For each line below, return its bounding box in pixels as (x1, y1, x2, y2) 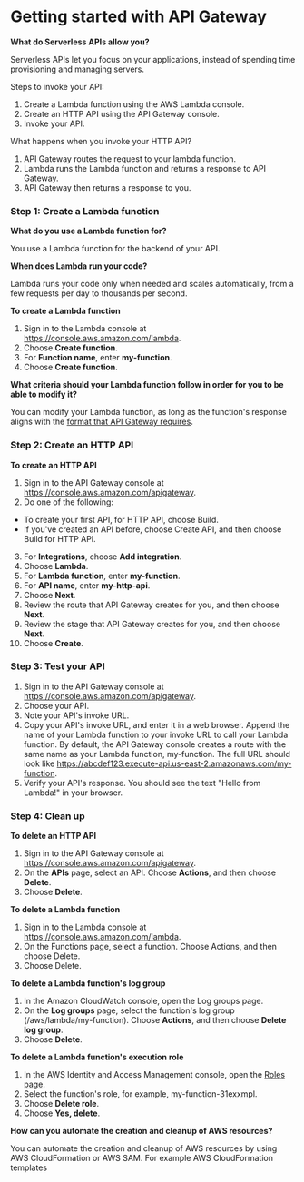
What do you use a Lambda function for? (10, 225, 167, 237)
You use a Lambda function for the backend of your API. (10, 243, 221, 254)
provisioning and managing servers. (10, 64, 144, 74)
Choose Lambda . (23, 560, 89, 571)
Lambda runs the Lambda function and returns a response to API (23, 163, 267, 173)
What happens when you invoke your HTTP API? (10, 135, 192, 146)
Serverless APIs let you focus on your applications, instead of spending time (10, 54, 296, 64)
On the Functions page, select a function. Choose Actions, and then (23, 941, 278, 952)
